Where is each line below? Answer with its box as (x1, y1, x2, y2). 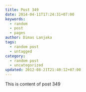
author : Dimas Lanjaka (5, 35, 52, 40)
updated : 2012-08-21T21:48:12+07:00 (5, 68, 81, 73)
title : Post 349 (5, 7, 39, 12)
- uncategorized (9, 63, 43, 68)
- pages (9, 30, 26, 35)
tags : (5, 40, 16, 45)
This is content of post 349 (5, 81, 61, 87)
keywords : (5, 16, 26, 21)
